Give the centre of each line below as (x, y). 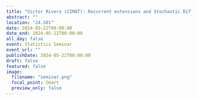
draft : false (22, 61)
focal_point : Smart (35, 83)
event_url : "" (24, 50)
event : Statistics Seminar (39, 45)
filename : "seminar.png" (42, 77)
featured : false (26, 66)
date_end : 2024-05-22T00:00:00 (44, 34)
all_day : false (25, 39)
